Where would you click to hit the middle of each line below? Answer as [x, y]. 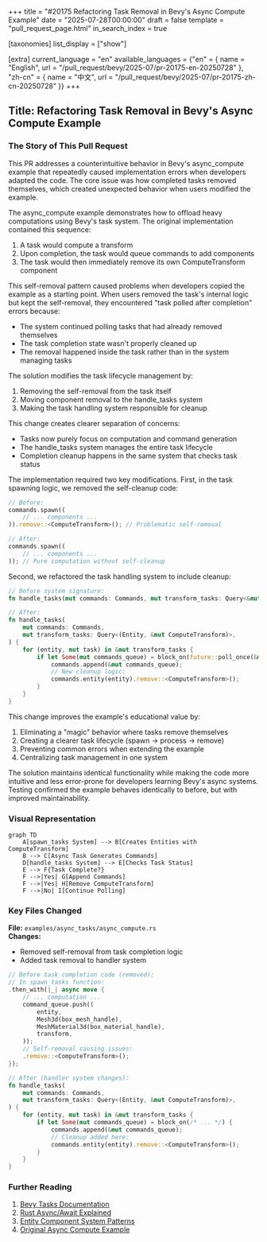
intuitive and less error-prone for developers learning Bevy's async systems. [133, 781]
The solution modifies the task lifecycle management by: [101, 375]
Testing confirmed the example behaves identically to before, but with [123, 790]
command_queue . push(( [58, 1004]
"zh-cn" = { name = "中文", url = [61, 77]
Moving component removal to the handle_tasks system [111, 399]
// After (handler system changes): [69, 1078]
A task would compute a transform [76, 245]
